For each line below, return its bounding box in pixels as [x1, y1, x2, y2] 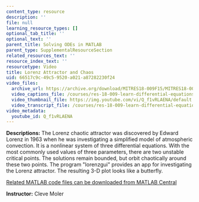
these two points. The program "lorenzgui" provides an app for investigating [6, 161, 192, 168]
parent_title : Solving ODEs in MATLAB [6, 42, 102, 48]
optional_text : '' [6, 36, 52, 42]
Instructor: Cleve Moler [6, 190, 64, 197]
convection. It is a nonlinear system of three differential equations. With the [6, 142, 190, 149]
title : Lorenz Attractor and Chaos [6, 69, 94, 75]
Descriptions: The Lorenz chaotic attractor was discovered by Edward [6, 130, 179, 137]
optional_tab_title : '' [6, 31, 65, 37]
